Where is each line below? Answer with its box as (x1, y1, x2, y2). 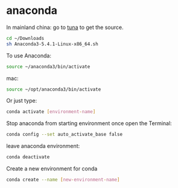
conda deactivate (6, 154, 50, 160)
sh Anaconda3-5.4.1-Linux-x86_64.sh (6, 41, 98, 47)
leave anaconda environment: (6, 143, 80, 150)
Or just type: (6, 97, 37, 105)
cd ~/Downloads (6, 35, 45, 41)
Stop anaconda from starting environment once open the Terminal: (6, 120, 172, 127)
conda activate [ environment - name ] (6, 109, 96, 115)
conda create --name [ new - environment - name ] (6, 177, 120, 183)
